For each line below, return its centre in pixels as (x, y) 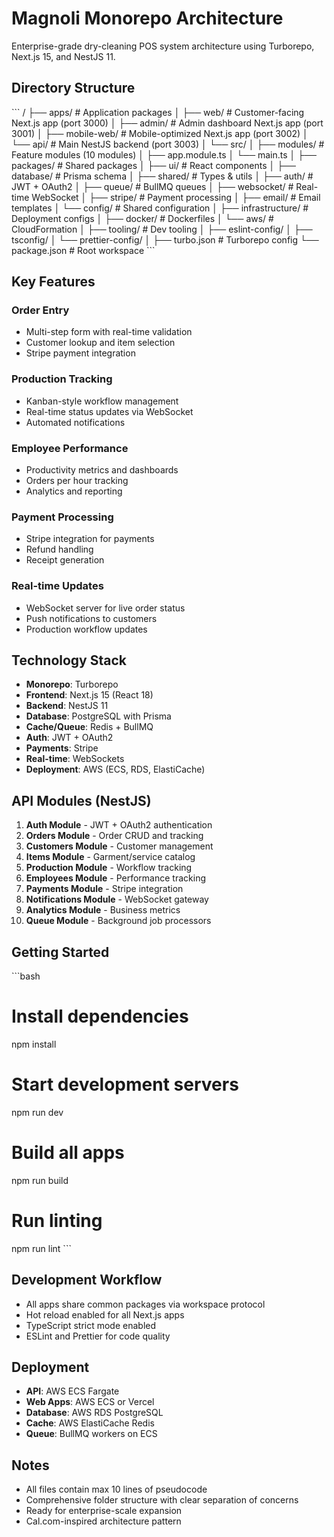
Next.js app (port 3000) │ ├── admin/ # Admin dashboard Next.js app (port (167, 123)
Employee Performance (70, 448)
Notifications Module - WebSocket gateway (117, 899)
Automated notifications (75, 422)
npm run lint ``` (41, 1248)
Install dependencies (100, 1016)
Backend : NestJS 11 (67, 706)
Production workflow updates (86, 629)
